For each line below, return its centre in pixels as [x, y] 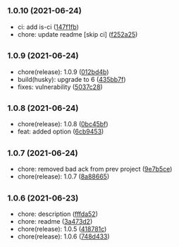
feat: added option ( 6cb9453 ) [61, 132]
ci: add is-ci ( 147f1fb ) [48, 27]
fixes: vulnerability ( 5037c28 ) [60, 87]
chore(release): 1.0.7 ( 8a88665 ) [63, 176]
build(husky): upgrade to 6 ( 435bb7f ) [72, 79]
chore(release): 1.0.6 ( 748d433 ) [64, 236]
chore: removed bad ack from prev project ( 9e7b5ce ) [95, 169]
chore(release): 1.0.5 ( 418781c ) [62, 229]
